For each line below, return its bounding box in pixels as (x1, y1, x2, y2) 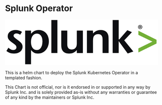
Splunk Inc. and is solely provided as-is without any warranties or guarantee (5, 90, 157, 95)
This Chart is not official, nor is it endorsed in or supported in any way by (5, 84, 151, 90)
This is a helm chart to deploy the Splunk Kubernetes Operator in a (5, 70, 138, 76)
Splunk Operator (5, 3, 73, 14)
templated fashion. (5, 75, 43, 81)
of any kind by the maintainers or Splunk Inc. (5, 94, 95, 100)
